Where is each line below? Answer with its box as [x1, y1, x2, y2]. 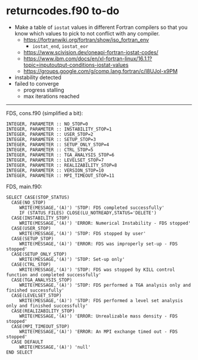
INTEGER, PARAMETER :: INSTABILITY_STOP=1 [6, 126, 112, 132]
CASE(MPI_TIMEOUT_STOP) [11, 323, 70, 329]
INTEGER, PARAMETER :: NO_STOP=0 [6, 121, 88, 127]
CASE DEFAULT [11, 339, 44, 345]
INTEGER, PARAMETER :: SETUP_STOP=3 [6, 136, 96, 142]
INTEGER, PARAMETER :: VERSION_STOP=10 [6, 167, 104, 174]
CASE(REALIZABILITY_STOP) [11, 308, 75, 314]
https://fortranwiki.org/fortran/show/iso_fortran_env [23, 36, 149, 43]
